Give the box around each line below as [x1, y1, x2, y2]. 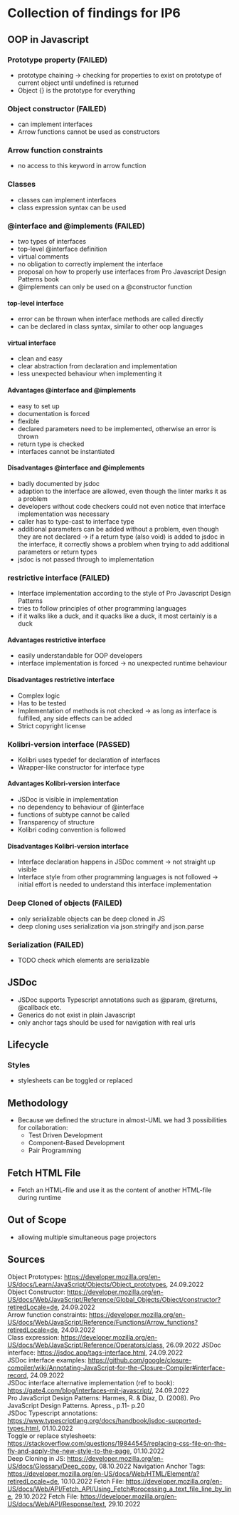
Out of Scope [7, 1214, 67, 1226]
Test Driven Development [28, 1131, 103, 1139]
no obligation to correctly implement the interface [17, 260, 164, 269]
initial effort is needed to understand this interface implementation [17, 880, 212, 889]
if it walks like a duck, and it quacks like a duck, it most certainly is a [17, 611, 218, 621]
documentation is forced [17, 409, 90, 418]
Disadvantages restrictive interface [7, 675, 115, 683]
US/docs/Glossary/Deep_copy [7, 1462, 96, 1470]
